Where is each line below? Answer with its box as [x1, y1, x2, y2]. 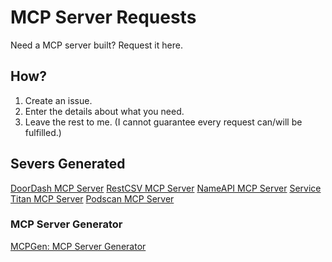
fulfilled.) [24, 126, 62, 138]
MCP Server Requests [10, 6, 197, 29]
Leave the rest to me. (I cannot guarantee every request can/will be [24, 116, 303, 128]
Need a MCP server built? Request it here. [10, 39, 183, 51]
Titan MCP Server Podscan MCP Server [10, 192, 175, 205]
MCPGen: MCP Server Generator [10, 240, 147, 252]
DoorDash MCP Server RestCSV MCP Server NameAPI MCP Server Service [10, 182, 322, 194]
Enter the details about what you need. [24, 105, 185, 117]
